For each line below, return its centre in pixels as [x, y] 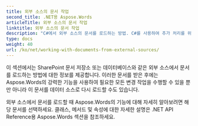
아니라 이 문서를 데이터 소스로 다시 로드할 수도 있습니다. [76, 89]
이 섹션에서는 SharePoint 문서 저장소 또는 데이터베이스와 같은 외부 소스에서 [92, 67]
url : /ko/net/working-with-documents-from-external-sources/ [83, 50]
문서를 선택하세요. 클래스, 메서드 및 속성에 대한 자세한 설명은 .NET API [93, 109]
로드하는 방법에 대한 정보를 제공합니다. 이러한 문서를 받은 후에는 [85, 75]
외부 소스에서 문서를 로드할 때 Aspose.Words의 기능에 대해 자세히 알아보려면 [95, 102]
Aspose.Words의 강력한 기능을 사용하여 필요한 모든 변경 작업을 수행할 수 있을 [95, 82]
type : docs [19, 39]
